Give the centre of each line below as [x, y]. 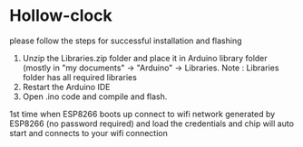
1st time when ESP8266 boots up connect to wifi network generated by [142, 114]
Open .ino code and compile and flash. [95, 96]
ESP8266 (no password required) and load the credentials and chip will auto [152, 124]
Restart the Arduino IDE [66, 87]
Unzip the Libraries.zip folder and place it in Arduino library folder [145, 58]
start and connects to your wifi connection [88, 133]
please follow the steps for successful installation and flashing [126, 41]
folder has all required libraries [80, 77]
